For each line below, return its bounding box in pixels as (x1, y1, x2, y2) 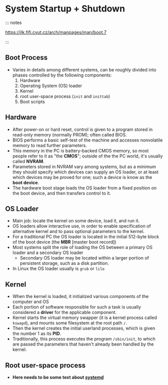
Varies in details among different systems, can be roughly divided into (12, 66, 156, 72)
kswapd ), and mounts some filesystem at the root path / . (12, 320, 127, 326)
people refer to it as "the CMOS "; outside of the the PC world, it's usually (12, 153, 163, 159)
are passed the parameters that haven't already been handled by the (12, 341, 154, 347)
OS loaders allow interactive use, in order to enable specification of (12, 223, 151, 229)
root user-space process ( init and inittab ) (19, 93, 110, 99)
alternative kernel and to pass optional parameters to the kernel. (12, 228, 145, 234)
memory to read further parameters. (12, 142, 87, 148)
